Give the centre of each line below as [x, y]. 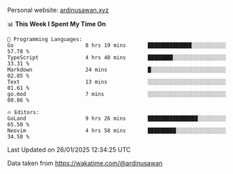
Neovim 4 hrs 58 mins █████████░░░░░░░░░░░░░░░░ [117, 131]
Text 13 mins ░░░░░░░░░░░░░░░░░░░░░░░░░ [117, 82]
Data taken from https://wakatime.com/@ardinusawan [85, 163]
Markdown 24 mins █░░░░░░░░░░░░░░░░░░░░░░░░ [117, 70]
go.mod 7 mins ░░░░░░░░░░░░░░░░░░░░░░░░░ [117, 94]
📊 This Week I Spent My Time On [57, 24]
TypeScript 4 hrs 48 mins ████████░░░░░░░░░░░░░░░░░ [117, 58]
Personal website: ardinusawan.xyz [58, 10]
